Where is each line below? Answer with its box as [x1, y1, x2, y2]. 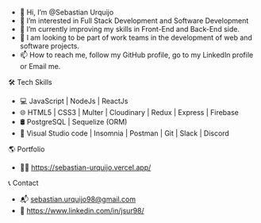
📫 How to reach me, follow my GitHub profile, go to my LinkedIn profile [19, 50, 254, 60]
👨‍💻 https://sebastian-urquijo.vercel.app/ [19, 163, 152, 172]
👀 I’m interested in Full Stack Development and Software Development [19, 16, 249, 25]
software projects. [19, 41, 79, 51]
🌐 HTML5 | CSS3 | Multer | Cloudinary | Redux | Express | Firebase [19, 108, 240, 117]
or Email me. [19, 62, 61, 71]
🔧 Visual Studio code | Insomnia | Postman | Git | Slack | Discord [19, 129, 230, 138]
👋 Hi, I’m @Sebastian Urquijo [19, 8, 114, 17]
